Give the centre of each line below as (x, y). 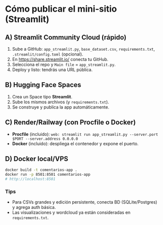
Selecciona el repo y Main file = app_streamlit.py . (64, 65)
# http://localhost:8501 (30, 179)
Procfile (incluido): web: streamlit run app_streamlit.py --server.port (85, 134)
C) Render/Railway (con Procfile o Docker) (71, 122)
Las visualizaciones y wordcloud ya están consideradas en (71, 212)
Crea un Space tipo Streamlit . (42, 96)
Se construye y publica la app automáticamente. (61, 107)
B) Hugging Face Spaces (43, 85)
